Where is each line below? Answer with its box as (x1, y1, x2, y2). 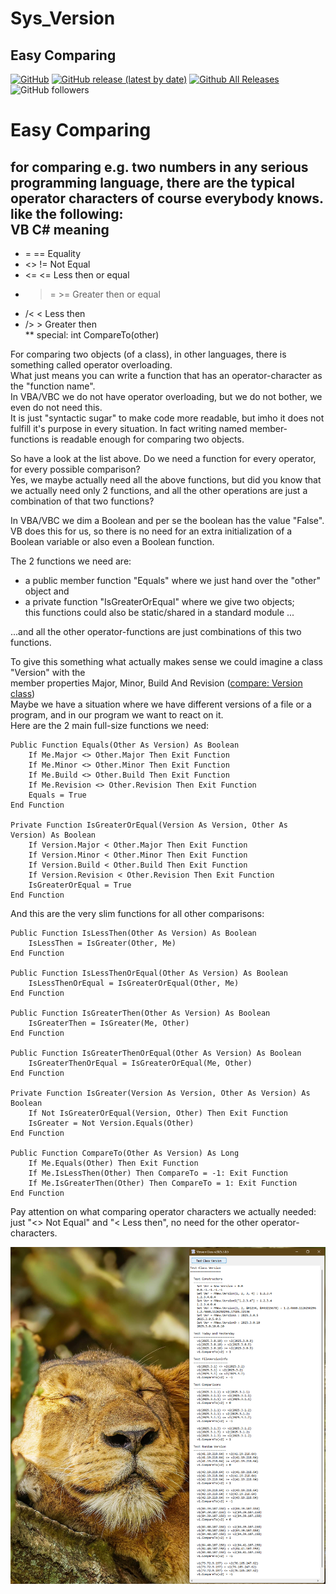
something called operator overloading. (10, 359, 173, 371)
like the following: (10, 205, 124, 222)
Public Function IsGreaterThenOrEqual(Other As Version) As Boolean (10, 1048, 302, 1058)
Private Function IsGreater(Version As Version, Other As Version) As (10, 1088, 311, 1098)
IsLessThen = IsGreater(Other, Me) (28, 938, 177, 948)
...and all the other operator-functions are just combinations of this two (10, 626, 302, 637)
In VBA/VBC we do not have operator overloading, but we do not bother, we (10, 391, 323, 402)
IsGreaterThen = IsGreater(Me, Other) (28, 1018, 190, 1028)
